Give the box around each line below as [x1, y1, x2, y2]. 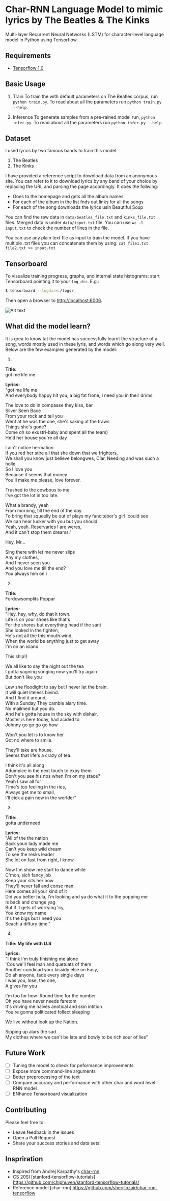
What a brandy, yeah [5, 502, 49, 508]
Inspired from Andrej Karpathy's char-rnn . [12, 1168, 101, 1175]
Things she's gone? [5, 424, 47, 430]
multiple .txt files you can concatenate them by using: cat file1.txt [5, 240, 149, 247]
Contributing [5, 1106, 47, 1114]
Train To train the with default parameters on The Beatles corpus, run [12, 93, 158, 99]
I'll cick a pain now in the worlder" [5, 795, 77, 801]
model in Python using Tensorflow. [5, 37, 78, 43]
